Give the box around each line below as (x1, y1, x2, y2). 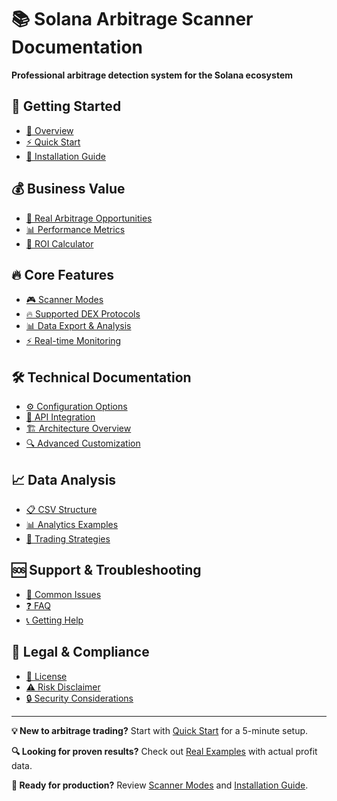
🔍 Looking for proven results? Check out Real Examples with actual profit (11, 745, 318, 757)
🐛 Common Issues (25, 588, 102, 600)
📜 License (25, 670, 68, 682)
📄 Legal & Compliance (11, 644, 150, 661)
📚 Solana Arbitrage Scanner (11, 8, 254, 31)
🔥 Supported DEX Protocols (25, 308, 141, 320)
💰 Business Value (11, 181, 126, 198)
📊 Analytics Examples (25, 519, 119, 530)
